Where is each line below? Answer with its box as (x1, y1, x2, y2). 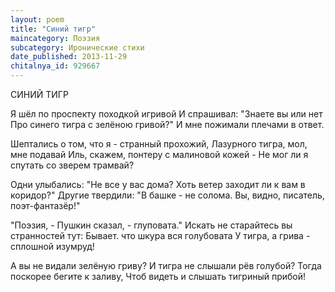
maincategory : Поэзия (10, 33, 101, 43)
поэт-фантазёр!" (10, 200, 81, 211)
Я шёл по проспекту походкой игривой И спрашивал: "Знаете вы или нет (10, 108, 323, 120)
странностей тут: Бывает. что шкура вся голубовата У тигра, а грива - (10, 230, 311, 241)
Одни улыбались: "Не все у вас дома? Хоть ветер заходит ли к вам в (10, 179, 306, 190)
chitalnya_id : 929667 (10, 61, 101, 71)
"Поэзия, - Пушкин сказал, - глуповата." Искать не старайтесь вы (10, 219, 293, 231)
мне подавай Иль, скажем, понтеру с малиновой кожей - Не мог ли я (10, 149, 309, 160)
